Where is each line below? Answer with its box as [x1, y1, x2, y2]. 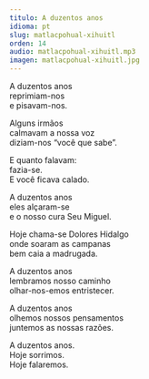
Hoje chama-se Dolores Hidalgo [9, 229, 129, 240]
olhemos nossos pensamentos [9, 312, 124, 323]
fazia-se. [9, 165, 43, 175]
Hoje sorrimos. [9, 350, 65, 360]
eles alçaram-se [9, 201, 70, 212]
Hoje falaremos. [9, 359, 69, 370]
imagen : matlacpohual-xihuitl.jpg [9, 56, 141, 65]
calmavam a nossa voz [9, 128, 95, 138]
